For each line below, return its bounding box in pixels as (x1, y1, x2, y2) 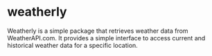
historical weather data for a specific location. (7, 41, 139, 49)
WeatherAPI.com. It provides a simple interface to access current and (7, 33, 206, 42)
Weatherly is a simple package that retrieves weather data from (7, 27, 188, 35)
